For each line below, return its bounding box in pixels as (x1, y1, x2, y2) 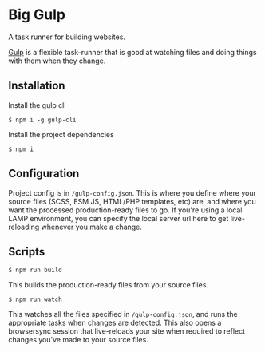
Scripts (8, 245, 45, 259)
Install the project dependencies (8, 129, 114, 139)
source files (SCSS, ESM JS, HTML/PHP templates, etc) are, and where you (8, 196, 257, 206)
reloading (8, 222, 40, 231)
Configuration (8, 167, 80, 180)
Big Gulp (8, 6, 66, 24)
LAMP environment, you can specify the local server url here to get (8, 213, 229, 223)
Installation (8, 79, 65, 93)
